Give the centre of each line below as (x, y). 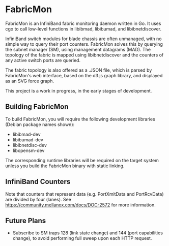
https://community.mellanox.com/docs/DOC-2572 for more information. (81, 205)
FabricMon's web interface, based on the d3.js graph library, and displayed (84, 75)
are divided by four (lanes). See (38, 199)
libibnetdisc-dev (30, 145)
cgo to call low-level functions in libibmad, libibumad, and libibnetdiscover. (83, 28)
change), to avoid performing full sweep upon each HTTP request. (82, 238)
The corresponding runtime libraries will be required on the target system (82, 160)
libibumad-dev (28, 140)
